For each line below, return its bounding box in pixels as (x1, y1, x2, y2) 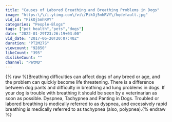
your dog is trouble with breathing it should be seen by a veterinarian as (5, 90, 158, 96)
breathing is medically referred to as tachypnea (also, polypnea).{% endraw (5, 106, 166, 112)
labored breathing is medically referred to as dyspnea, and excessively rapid (5, 101, 167, 107)
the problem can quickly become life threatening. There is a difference (5, 79, 155, 85)
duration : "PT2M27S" (5, 41, 50, 46)
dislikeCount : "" (5, 55, 43, 60)
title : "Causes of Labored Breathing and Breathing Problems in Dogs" (5, 7, 160, 13)
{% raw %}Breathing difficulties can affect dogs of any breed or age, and (5, 74, 160, 80)
